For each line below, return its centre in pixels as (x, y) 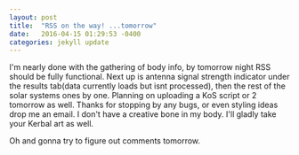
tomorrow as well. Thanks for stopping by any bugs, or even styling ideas (144, 105)
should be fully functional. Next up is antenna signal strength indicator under (149, 77)
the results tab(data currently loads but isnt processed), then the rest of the (148, 86)
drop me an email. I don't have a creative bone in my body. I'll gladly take (143, 114)
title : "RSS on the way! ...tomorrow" (83, 26)
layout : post (33, 17)
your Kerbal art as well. (52, 124)
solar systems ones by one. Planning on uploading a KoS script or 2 (133, 96)
